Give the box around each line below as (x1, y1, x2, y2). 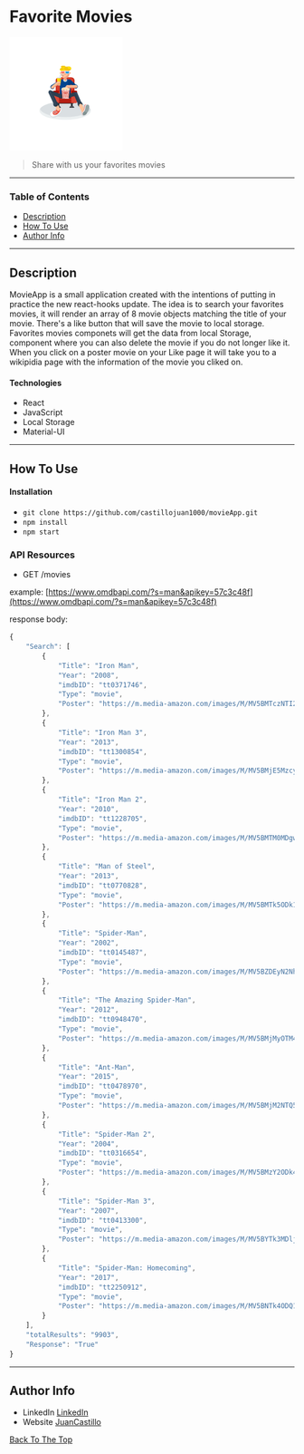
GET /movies (22, 569, 71, 580)
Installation (9, 487, 52, 498)
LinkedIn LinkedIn (22, 1407, 89, 1418)
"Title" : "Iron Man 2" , (57, 795, 147, 804)
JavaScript (22, 407, 63, 418)
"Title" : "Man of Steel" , (57, 862, 156, 871)
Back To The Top (9, 1434, 73, 1445)
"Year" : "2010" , (57, 804, 119, 813)
